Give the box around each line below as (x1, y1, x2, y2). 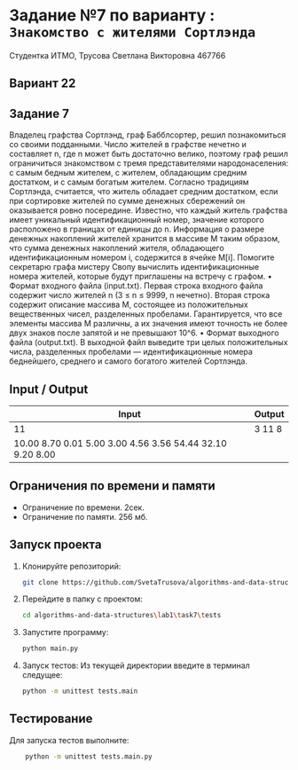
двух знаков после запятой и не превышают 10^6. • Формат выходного (9, 327, 279, 338)
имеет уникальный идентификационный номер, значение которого (9, 215, 264, 225)
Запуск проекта (9, 538, 102, 553)
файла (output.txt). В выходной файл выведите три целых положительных (9, 337, 288, 348)
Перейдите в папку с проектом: (21, 593, 144, 604)
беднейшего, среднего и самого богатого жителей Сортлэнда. (9, 356, 248, 366)
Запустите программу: (21, 627, 109, 638)
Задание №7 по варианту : (9, 5, 216, 26)
